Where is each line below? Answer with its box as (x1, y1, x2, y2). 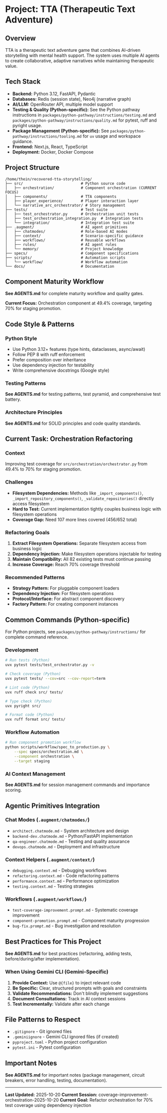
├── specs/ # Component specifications (5, 251, 139, 256)
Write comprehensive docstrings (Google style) (12, 367, 110, 373)
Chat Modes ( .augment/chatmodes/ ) (5, 816, 90, 823)
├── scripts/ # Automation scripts (5, 255, 126, 260)
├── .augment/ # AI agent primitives (5, 224, 128, 230)
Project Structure (5, 163, 60, 172)
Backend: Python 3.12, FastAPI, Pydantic (12, 91, 96, 97)
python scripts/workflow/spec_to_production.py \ (5, 745, 110, 750)
